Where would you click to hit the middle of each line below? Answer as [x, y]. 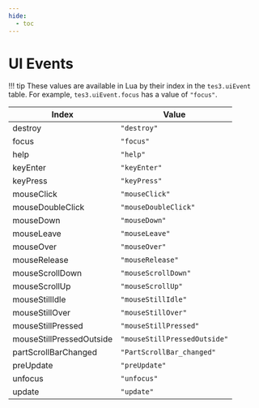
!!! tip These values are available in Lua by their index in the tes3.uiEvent [129, 86]
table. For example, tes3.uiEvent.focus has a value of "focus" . [113, 95]
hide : [17, 16]
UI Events [41, 64]
